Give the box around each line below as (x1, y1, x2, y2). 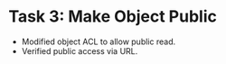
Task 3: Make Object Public (8, 6, 218, 27)
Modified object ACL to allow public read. (21, 36, 176, 47)
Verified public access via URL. (21, 45, 138, 56)
